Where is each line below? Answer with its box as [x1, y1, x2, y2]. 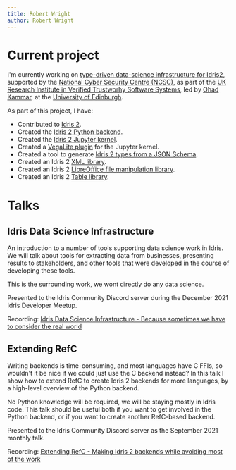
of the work [7, 455, 41, 464]
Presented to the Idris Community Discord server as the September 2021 [7, 426, 218, 435]
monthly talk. [7, 434, 45, 443]
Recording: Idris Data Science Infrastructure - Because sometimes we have [7, 315, 226, 323]
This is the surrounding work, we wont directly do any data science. [7, 280, 204, 289]
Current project [7, 47, 100, 63]
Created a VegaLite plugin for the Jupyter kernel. [17, 142, 160, 151]
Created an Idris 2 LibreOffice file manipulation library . [17, 165, 175, 173]
